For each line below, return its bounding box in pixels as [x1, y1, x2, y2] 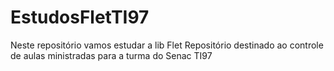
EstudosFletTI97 [10, 6, 150, 29]
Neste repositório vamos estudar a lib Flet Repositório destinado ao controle [10, 39, 324, 51]
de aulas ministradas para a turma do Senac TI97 [10, 49, 213, 61]
